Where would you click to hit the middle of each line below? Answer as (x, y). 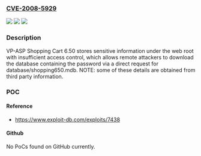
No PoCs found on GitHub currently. (51, 146)
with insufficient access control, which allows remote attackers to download (100, 57)
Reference (19, 106)
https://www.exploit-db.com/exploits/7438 (67, 119)
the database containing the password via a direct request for (82, 64)
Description (24, 38)
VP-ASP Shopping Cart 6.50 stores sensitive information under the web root (100, 51)
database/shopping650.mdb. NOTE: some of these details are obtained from (101, 70)
